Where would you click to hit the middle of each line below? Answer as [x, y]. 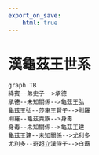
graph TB [22, 86]
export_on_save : [35, 15]
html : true [40, 23]
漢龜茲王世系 [50, 64]
